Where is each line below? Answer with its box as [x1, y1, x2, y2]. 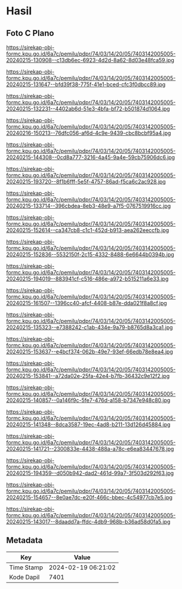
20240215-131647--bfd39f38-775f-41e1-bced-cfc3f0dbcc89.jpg [6, 81, 166, 88]
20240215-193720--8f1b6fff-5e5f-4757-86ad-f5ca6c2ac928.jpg [6, 178, 166, 185]
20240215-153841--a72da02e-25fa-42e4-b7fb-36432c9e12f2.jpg [6, 373, 170, 379]
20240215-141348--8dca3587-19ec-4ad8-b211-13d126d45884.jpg [6, 421, 171, 428]
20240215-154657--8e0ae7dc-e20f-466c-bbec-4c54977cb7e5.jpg [6, 494, 173, 501]
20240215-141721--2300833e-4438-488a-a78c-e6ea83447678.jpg [6, 445, 174, 452]
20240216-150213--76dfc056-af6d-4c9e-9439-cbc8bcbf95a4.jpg [6, 130, 171, 136]
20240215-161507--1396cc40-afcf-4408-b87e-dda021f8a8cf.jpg [6, 300, 167, 306]
